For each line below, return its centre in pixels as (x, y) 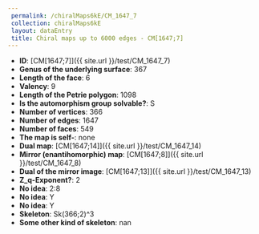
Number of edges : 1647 (59, 120)
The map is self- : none (57, 138)
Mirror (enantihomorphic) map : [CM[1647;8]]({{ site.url (111, 155)
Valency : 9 (37, 87)
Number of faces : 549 (56, 129)
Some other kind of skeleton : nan (75, 223)
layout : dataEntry (42, 30)
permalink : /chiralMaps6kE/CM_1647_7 (74, 16)
